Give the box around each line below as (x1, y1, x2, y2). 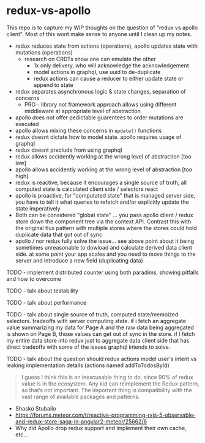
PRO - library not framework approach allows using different (24, 100, 177, 108)
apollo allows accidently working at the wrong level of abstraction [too (15, 166, 193, 173)
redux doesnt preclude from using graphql (15, 146, 122, 154)
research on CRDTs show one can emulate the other (24, 55, 156, 62)
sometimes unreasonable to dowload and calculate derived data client (15, 244, 193, 251)
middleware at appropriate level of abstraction (24, 107, 141, 114)
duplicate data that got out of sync (15, 231, 103, 238)
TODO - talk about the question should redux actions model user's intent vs (6, 355, 197, 362)
